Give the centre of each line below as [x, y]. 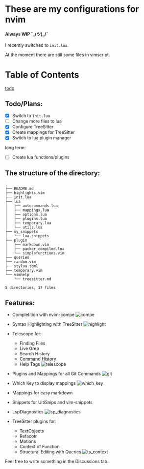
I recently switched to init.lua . [37, 45]
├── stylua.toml [22, 266]
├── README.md [20, 189]
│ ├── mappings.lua [27, 210]
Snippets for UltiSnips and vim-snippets [52, 403]
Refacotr [28, 436]
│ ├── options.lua [26, 215]
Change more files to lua [37, 121]
